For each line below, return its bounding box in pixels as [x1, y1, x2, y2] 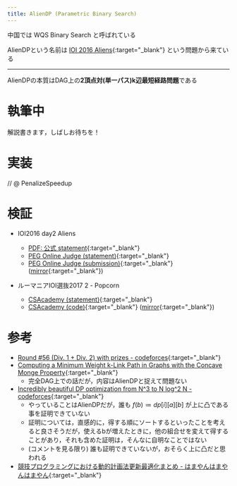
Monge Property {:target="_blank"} [17, 368, 119, 377]
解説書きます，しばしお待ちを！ [7, 127, 100, 136]
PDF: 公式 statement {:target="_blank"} [28, 244, 140, 252]
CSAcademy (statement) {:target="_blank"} [28, 295, 153, 304]
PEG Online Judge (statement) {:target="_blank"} [28, 251, 169, 261]
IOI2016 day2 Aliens [17, 230, 76, 238]
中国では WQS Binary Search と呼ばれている [7, 30, 136, 39]
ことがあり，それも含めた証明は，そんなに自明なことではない [28, 436, 207, 444]
